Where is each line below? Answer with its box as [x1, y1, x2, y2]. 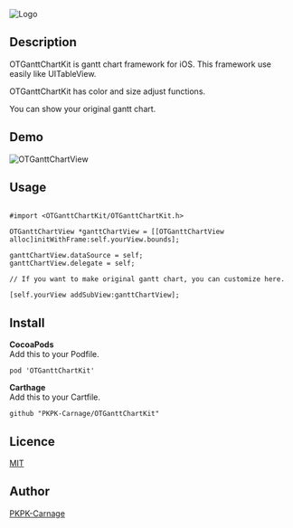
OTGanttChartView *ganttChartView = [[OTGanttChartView [9, 227, 224, 237]
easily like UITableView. [9, 68, 97, 79]
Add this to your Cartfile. [9, 391, 101, 402]
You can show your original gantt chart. [9, 103, 156, 114]
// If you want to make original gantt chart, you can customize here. [9, 275, 285, 284]
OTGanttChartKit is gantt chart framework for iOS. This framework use [9, 59, 271, 70]
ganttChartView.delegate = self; [9, 259, 136, 269]
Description [9, 34, 77, 50]
